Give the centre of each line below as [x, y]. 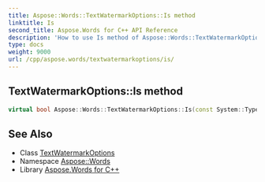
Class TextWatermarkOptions [67, 153]
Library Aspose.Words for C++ [69, 169]
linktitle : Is [32, 23]
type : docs [26, 45]
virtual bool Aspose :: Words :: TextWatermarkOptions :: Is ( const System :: [127, 110]
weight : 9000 [30, 52]
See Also [30, 134]
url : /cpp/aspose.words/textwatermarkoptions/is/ [91, 60]
